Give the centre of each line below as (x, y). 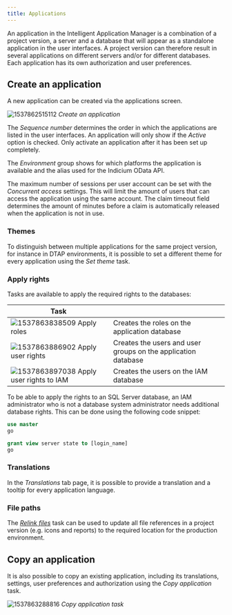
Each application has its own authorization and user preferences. (99, 62)
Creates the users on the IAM (161, 371)
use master (23, 425)
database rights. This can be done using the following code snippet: (104, 412)
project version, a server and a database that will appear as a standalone (110, 40)
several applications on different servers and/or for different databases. (109, 55)
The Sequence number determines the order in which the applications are (112, 128)
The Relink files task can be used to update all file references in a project (110, 523)
